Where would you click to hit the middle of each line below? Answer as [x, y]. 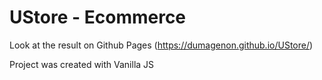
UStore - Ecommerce [98, 17]
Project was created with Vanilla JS [82, 64]
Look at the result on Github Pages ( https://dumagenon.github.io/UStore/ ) [161, 45]
